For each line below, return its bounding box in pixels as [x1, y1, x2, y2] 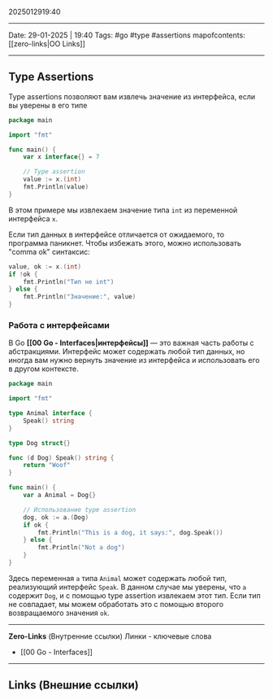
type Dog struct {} [8, 439, 71, 447]
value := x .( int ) [23, 175, 82, 184]
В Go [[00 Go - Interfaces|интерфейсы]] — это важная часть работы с [8, 338, 254, 348]
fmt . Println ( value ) [23, 183, 89, 191]
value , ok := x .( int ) [8, 262, 82, 271]
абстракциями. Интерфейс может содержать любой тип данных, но [8, 347, 245, 356]
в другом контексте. [8, 364, 79, 374]
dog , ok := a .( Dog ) [23, 513, 89, 522]
